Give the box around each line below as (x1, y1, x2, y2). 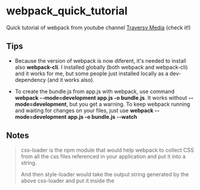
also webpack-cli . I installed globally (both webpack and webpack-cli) (14, 63, 188, 71)
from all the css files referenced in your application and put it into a (20, 152, 186, 160)
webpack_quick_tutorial (6, 4, 128, 18)
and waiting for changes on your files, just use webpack (14, 106, 154, 114)
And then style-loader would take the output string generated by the (20, 170, 189, 177)
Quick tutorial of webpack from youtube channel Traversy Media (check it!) (6, 24, 191, 31)
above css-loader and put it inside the (20, 177, 115, 184)
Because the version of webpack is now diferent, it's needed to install (14, 57, 186, 64)
